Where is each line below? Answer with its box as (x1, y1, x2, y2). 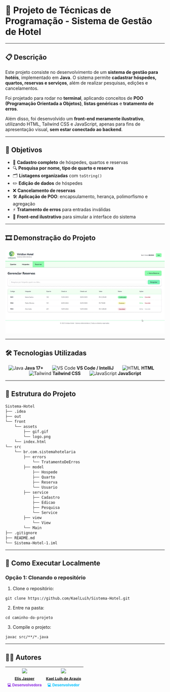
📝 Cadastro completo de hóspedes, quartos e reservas (12, 159, 128, 165)
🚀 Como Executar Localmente (5, 559, 101, 567)
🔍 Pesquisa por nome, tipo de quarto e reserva (12, 165, 114, 171)
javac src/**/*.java (5, 635, 49, 640)
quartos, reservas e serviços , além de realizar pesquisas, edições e (5, 79, 148, 86)
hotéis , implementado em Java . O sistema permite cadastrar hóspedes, (5, 74, 157, 80)
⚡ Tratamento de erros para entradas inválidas (12, 206, 111, 212)
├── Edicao (32, 500, 56, 505)
